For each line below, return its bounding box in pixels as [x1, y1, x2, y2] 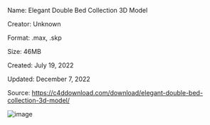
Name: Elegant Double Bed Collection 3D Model [7, 6, 148, 14]
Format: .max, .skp [7, 33, 62, 42]
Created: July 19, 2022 [7, 61, 74, 70]
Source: [7, 89, 31, 97]
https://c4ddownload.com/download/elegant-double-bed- [31, 89, 204, 97]
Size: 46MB [7, 48, 41, 55]
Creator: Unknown [7, 20, 62, 28]
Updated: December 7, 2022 [7, 75, 90, 83]
